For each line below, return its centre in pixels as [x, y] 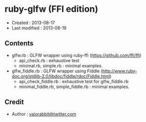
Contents [19, 44]
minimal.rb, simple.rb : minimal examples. [61, 65]
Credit [14, 102]
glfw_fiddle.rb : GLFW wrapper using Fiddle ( [57, 71]
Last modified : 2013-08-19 [39, 28]
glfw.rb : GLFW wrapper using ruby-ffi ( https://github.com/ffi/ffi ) [76, 55]
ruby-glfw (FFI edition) [51, 9]
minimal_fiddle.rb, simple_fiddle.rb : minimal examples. [74, 87]
